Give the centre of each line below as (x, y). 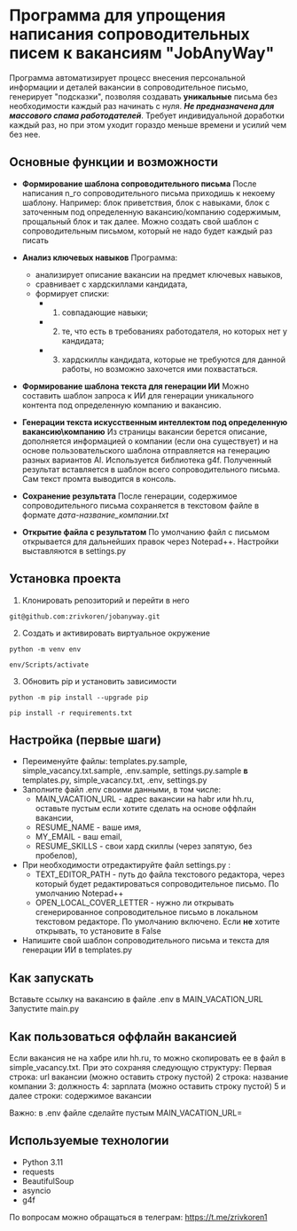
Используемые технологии (89, 1141)
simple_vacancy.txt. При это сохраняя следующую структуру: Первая (141, 1067)
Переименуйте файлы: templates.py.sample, (105, 761)
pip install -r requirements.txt (71, 713)
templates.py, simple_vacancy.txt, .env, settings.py (114, 780)
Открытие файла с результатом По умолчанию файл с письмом (146, 532)
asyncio (36, 1190)
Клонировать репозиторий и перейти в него (106, 600)
